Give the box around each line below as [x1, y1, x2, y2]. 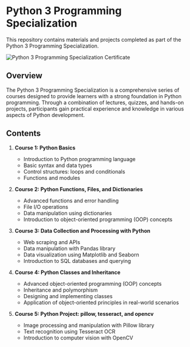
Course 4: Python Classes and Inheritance [14, 269, 121, 276]
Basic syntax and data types [23, 162, 92, 169]
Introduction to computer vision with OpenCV [23, 334, 134, 341]
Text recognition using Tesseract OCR [23, 328, 116, 335]
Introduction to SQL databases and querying [23, 257, 131, 264]
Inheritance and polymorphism [23, 286, 98, 293]
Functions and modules [23, 174, 81, 181]
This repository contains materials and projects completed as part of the [6, 36, 181, 43]
